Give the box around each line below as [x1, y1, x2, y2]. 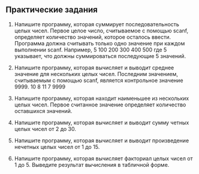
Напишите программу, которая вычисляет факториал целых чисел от [14, 155, 193, 162]
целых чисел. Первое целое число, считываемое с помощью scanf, [14, 27, 189, 34]
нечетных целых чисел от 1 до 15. [14, 143, 100, 150]
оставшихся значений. [14, 107, 73, 114]
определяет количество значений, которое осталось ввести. [14, 33, 171, 41]
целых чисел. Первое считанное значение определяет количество [14, 101, 186, 108]
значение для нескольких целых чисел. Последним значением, [14, 70, 178, 77]
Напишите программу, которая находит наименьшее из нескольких [14, 94, 189, 102]
